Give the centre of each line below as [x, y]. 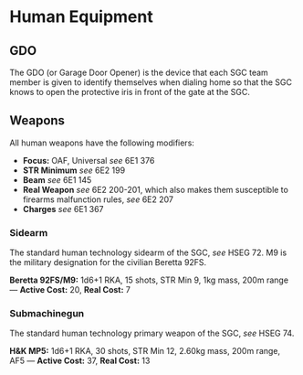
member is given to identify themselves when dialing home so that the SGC [151, 82]
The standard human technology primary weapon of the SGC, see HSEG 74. [152, 333]
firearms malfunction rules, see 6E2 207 [98, 199]
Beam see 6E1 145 [57, 179]
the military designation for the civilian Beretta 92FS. [108, 262]
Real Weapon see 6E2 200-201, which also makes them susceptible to [156, 189]
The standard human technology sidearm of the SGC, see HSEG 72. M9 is [148, 252]
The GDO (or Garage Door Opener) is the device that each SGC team [139, 72]
